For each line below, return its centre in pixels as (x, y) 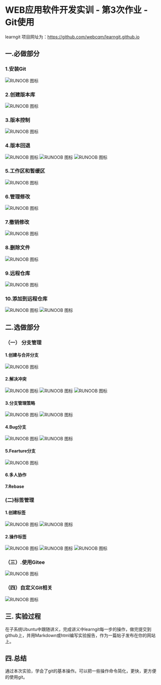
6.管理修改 (18, 197)
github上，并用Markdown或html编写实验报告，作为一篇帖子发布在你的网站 (80, 635)
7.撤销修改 (17, 222)
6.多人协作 (16, 475)
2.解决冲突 (16, 379)
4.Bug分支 (16, 427)
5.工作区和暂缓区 (25, 171)
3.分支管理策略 (20, 403)
